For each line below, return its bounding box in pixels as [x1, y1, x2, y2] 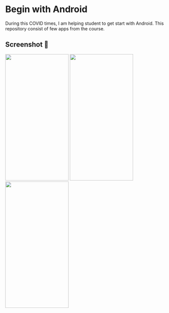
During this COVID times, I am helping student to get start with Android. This [5, 20, 164, 26]
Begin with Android [5, 4, 88, 15]
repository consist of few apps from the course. [5, 25, 105, 31]
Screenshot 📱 [5, 40, 49, 49]
